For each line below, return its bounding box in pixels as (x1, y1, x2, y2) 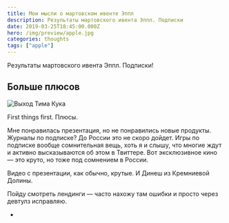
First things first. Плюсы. (7, 113, 78, 121)
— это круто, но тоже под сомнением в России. (7, 155, 149, 164)
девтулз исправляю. (7, 197, 67, 205)
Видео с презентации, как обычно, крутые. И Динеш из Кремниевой (7, 168, 210, 177)
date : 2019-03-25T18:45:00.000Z (7, 23, 100, 30)
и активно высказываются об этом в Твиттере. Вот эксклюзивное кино (7, 148, 217, 156)
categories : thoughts (7, 36, 70, 43)
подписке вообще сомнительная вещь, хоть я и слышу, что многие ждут (7, 141, 222, 149)
